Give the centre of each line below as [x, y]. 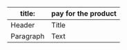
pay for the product [84, 13]
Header [23, 25]
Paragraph [28, 36]
